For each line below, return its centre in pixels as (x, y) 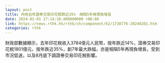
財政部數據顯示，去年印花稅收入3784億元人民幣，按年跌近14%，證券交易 (81, 43)
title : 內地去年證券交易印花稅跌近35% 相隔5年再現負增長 (58, 14)
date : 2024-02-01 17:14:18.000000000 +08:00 (52, 19)
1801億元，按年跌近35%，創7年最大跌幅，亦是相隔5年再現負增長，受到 (87, 49)
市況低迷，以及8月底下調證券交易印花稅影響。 (52, 56)
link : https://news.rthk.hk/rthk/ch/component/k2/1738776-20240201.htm (81, 24)
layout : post (19, 10)
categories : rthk (23, 28)
